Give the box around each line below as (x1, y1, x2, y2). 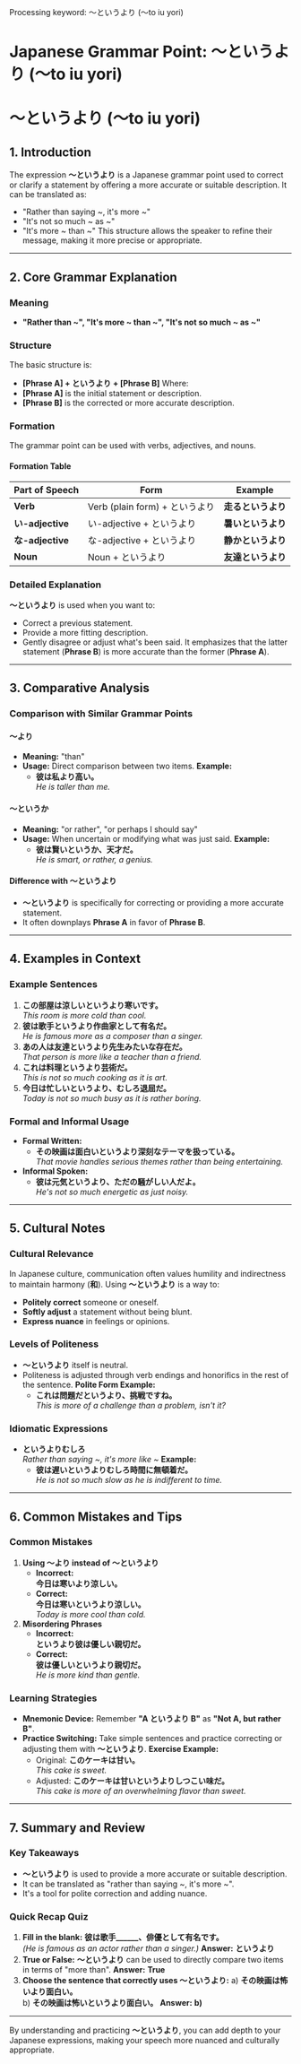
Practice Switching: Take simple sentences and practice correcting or (21, 1733, 282, 1744)
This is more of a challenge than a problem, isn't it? (35, 1400, 227, 1410)
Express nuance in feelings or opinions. (21, 1315, 170, 1326)
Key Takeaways (9, 1847, 80, 1860)
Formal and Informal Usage (9, 1114, 130, 1127)
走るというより (223, 500, 287, 513)
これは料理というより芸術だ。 (21, 1062, 133, 1072)
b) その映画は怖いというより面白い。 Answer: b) (21, 1998, 203, 2008)
